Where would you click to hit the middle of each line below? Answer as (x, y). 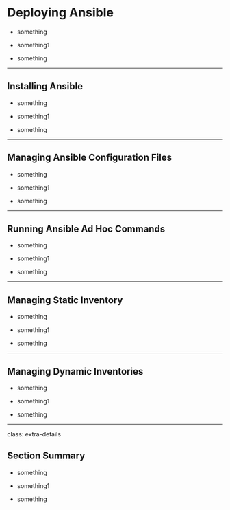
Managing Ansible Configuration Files (90, 158)
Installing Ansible (45, 86)
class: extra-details (34, 434)
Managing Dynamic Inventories (75, 372)
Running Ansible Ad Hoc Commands (86, 229)
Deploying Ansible (61, 13)
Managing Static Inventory (65, 300)
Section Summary (46, 456)
